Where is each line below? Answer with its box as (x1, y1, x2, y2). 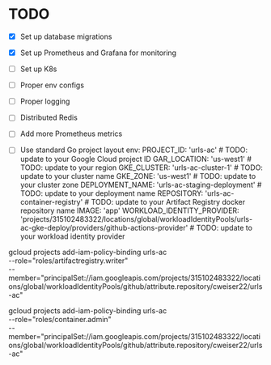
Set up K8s (19, 64, 57, 74)
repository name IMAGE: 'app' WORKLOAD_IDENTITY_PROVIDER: (19, 206, 240, 215)
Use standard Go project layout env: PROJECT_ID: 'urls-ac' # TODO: (19, 145, 248, 155)
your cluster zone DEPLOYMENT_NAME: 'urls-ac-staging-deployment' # (19, 180, 262, 190)
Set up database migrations (19, 32, 112, 41)
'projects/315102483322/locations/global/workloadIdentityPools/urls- (19, 214, 253, 224)
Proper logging (19, 96, 70, 106)
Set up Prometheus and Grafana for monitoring (19, 48, 176, 57)
